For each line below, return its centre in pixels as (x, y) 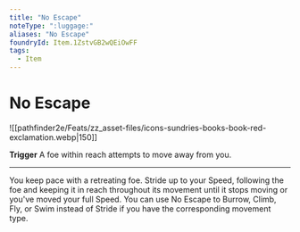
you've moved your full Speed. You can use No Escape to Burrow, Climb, (143, 199)
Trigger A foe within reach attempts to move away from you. (121, 154)
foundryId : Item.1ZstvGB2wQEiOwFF (74, 42)
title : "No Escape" (46, 17)
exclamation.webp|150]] (54, 137)
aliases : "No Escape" (50, 34)
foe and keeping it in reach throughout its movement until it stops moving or (149, 189)
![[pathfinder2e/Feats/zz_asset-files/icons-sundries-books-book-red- (138, 128)
